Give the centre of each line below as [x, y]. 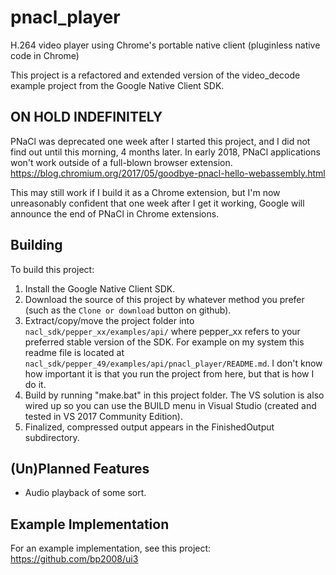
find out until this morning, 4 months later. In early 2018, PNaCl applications [165, 152]
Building [36, 245]
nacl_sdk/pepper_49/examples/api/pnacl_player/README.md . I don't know [173, 363]
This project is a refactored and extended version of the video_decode [155, 75]
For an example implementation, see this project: [111, 548]
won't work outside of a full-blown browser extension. [121, 162]
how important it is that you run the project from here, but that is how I [169, 373]
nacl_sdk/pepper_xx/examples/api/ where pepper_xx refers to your [162, 331]
